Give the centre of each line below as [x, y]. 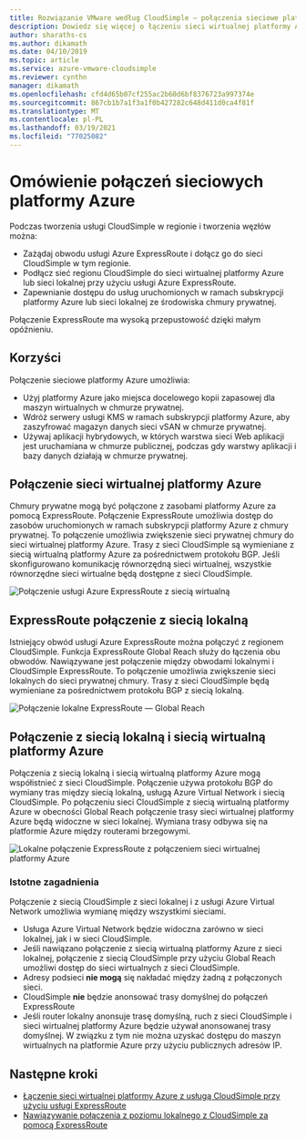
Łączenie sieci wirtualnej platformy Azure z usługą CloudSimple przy [151, 1096]
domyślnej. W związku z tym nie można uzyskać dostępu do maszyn [152, 1036]
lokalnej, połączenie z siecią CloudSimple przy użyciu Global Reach [149, 959]
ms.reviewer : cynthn [49, 77]
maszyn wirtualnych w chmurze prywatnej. [103, 407]
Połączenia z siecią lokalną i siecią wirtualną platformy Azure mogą [135, 773]
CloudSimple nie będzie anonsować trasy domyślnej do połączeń [145, 997]
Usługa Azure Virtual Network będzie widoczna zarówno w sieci [143, 929]
